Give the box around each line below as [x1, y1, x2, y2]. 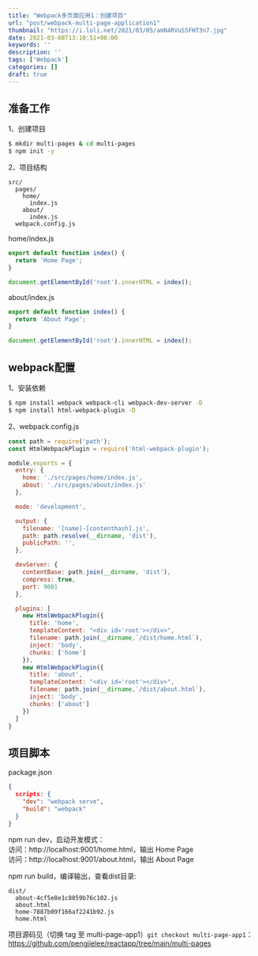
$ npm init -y [8, 147, 55, 155]
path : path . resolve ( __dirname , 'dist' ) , [22, 532, 157, 540]
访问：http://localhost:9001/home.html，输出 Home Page [8, 844, 194, 855]
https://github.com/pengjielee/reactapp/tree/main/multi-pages [8, 939, 211, 948]
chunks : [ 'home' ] [28, 648, 87, 657]
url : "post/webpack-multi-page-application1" [8, 19, 160, 27]
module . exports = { [8, 459, 73, 467]
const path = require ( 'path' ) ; [8, 437, 111, 446]
